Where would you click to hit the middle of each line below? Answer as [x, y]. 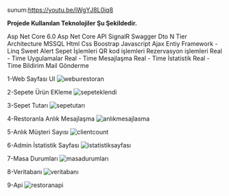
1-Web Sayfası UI [31, 79]
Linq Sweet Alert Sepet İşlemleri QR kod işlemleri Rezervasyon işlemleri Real [115, 51]
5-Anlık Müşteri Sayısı [38, 132]
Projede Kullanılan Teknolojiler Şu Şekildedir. [72, 23]
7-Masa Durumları [33, 158]
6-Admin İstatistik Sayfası [43, 145]
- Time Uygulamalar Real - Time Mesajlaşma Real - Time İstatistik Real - [109, 58]
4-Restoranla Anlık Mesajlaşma [51, 119]
